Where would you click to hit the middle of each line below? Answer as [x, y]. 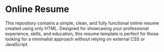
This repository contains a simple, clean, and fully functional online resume [82, 23]
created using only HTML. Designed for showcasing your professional [77, 28]
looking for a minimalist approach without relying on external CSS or [75, 39]
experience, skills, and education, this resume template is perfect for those [82, 33]
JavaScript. [17, 44]
